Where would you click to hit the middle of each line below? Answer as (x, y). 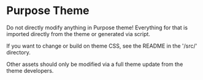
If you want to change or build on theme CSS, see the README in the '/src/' (102, 46)
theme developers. (30, 70)
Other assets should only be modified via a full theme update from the (95, 64)
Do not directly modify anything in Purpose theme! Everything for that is (97, 27)
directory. (18, 52)
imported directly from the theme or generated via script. (78, 34)
